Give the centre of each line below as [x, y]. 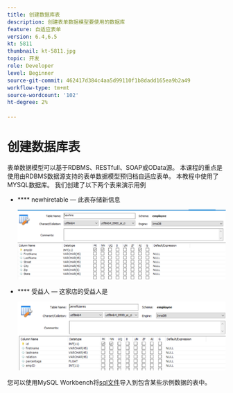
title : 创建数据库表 [34, 15]
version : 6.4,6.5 [32, 37]
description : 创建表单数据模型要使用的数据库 [66, 22]
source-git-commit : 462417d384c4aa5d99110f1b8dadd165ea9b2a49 [99, 80]
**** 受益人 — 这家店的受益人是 [62, 291]
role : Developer [31, 66]
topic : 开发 [23, 59]
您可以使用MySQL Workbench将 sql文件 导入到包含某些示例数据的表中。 [109, 383]
